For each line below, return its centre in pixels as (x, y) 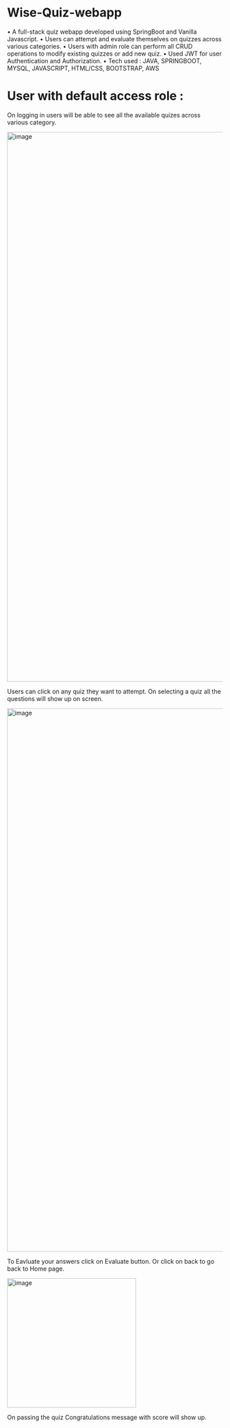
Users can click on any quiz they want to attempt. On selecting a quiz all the (114, 691)
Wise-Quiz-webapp (64, 13)
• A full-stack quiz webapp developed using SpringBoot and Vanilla (102, 32)
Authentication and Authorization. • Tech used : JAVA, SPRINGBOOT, (104, 60)
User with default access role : (95, 96)
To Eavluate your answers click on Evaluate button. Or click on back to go (111, 1261)
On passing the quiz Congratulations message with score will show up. (107, 1417)
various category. (32, 122)
